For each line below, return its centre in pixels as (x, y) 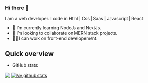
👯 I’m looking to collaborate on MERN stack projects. (65, 33)
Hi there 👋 (17, 8)
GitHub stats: (25, 65)
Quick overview (29, 53)
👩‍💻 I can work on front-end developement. (55, 38)
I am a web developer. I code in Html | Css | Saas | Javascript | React (74, 19)
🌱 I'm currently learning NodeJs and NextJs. (56, 28)
